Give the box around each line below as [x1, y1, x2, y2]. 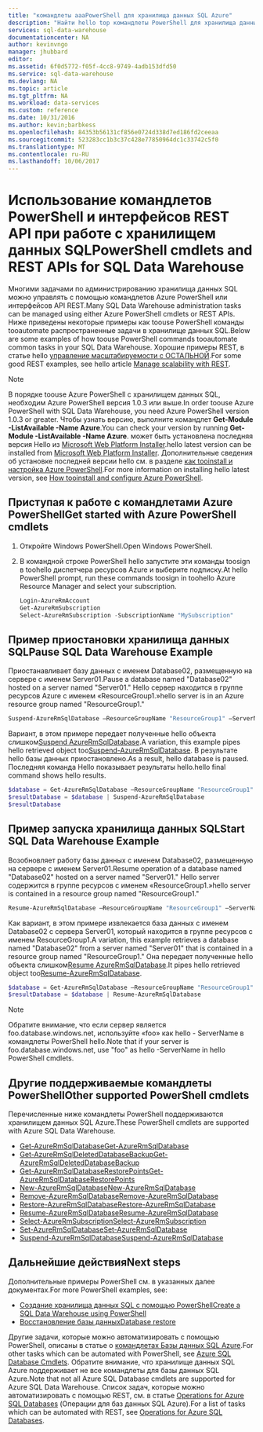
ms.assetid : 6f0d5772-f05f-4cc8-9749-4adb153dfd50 [8, 63, 177, 71]
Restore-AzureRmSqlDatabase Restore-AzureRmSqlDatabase [19, 1199, 216, 1210]
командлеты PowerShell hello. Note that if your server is [8, 1037, 189, 1046]
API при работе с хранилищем [8, 225, 217, 243]
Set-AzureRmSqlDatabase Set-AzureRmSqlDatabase [19, 1225, 188, 1234]
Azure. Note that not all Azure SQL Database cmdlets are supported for [8, 1374, 236, 1383]
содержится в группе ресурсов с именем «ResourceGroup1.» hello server [8, 881, 251, 890]
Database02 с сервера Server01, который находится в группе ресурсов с [8, 926, 253, 936]
